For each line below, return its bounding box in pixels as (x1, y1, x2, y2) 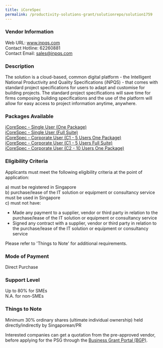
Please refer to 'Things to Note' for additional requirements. (5, 240, 128, 246)
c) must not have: (5, 200, 41, 206)
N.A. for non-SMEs (5, 293, 44, 299)
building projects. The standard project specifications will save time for (5, 90, 151, 96)
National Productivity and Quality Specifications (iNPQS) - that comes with (5, 79, 159, 85)
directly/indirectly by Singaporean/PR (5, 322, 82, 328)
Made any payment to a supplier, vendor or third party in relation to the (12, 210, 158, 216)
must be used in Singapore (5, 195, 61, 201)
